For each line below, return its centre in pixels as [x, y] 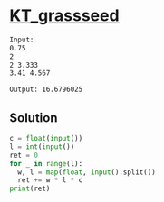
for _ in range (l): [46, 163]
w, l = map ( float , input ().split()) [87, 172]
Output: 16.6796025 [46, 90]
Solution [34, 118]
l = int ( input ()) [42, 147]
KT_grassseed [64, 16]
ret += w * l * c [50, 180]
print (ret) [30, 189]
